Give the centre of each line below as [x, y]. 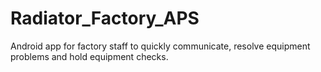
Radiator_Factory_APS [105, 18]
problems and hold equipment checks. [89, 56]
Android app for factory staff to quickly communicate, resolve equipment [160, 46]
